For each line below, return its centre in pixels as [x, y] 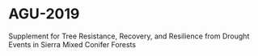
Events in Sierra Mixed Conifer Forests [72, 44]
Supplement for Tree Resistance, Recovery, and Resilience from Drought [129, 36]
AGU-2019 [44, 14]
